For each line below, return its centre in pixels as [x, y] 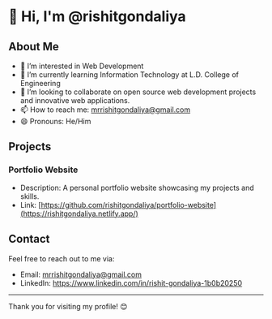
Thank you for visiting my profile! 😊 [68, 306]
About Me [34, 47]
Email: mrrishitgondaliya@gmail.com [81, 274]
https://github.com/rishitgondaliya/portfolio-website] [129, 205]
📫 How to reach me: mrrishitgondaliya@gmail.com [105, 110]
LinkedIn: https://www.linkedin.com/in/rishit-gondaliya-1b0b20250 [131, 282]
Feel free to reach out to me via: [62, 258]
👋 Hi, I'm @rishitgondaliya [97, 17]
